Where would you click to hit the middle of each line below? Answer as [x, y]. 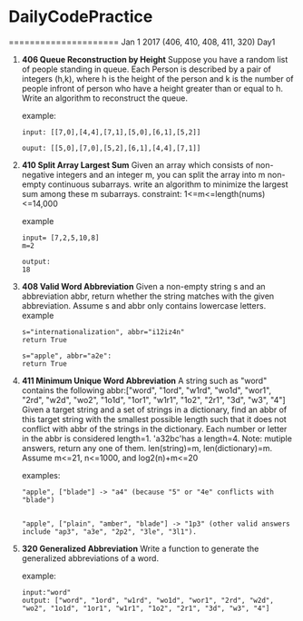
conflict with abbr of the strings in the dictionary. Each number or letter [154, 429]
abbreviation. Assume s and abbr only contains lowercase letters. [144, 305]
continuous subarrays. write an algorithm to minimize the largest [168, 184]
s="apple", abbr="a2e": [67, 356]
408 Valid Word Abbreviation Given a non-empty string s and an [143, 286]
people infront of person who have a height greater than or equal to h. [152, 88]
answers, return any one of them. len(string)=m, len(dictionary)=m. [147, 448]
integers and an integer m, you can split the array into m [161, 174]
